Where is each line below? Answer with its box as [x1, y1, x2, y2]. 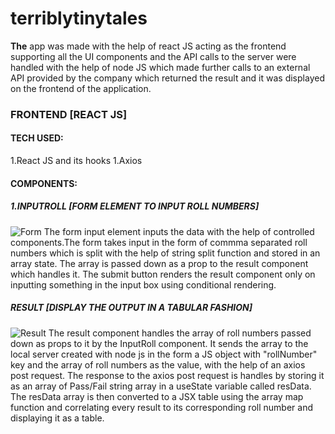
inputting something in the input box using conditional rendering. [10, 278, 277, 291]
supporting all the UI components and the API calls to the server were [10, 50, 297, 62]
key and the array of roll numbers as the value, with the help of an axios [10, 358, 306, 371]
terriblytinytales [10, 7, 148, 30]
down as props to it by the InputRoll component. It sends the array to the [10, 337, 309, 349]
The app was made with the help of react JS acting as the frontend [10, 40, 287, 52]
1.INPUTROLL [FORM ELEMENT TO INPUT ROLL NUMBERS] [10, 200, 260, 212]
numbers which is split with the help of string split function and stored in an [10, 247, 321, 259]
